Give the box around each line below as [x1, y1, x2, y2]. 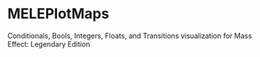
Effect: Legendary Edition [7, 39, 90, 48]
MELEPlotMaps [7, 5, 109, 23]
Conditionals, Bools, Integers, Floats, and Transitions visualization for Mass [7, 31, 253, 40]
